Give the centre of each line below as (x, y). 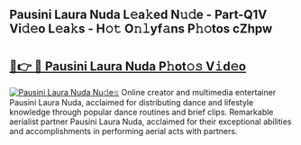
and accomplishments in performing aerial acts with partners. (123, 131)
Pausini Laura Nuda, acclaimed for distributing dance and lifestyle (132, 102)
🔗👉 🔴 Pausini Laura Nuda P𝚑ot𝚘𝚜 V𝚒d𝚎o (128, 66)
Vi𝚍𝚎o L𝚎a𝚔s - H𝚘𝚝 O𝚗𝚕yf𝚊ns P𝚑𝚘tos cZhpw (141, 29)
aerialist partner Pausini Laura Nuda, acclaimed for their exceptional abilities (150, 122)
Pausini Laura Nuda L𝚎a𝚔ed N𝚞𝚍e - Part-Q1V (138, 15)
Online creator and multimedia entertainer (199, 92)
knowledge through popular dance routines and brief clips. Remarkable (141, 112)
